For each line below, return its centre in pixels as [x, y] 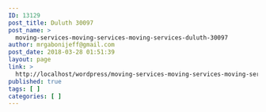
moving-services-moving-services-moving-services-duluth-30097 [122, 37]
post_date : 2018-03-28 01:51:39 [61, 52]
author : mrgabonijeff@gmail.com [61, 45]
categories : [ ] [35, 96]
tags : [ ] [25, 89]
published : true [35, 81]
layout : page [30, 60]
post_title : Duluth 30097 [51, 23]
